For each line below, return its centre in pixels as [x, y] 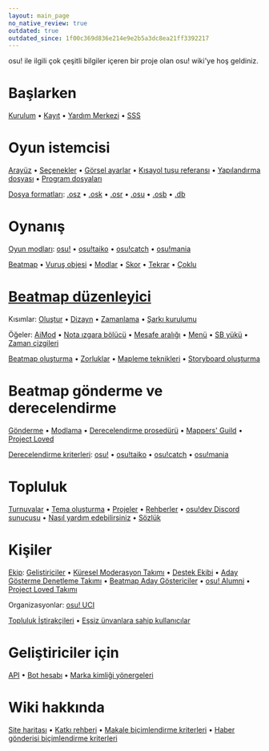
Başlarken [42, 93]
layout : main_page [39, 16]
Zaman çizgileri [34, 343]
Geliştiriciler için [64, 653]
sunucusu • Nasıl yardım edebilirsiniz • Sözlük [85, 518]
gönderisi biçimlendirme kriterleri [63, 738]
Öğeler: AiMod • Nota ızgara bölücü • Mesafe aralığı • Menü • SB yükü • [128, 335]
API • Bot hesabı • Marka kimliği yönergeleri [81, 675]
